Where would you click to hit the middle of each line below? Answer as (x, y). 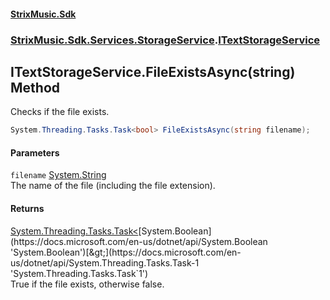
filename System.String (58, 175)
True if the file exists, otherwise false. (87, 284)
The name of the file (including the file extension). (113, 186)
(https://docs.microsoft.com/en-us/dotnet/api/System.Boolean (139, 241)
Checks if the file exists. (60, 112)
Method (35, 87)
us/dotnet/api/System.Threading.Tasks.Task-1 (105, 262)
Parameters (35, 152)
